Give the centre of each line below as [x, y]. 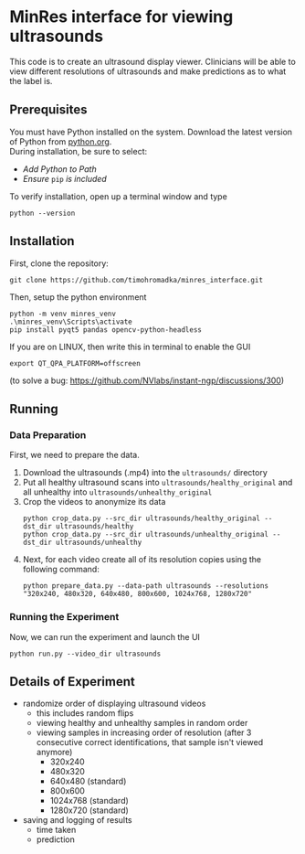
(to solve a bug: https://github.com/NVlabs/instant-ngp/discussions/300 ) [147, 380]
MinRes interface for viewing [121, 17]
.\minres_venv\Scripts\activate [71, 322]
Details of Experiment [72, 682]
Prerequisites [48, 110]
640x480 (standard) [88, 781]
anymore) [54, 753]
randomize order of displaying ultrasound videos [114, 704]
